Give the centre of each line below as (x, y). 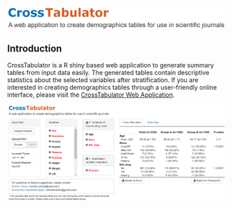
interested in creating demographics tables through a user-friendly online (112, 87)
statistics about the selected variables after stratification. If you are (103, 80)
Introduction (35, 48)
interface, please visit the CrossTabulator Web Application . (91, 95)
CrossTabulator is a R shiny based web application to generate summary (110, 65)
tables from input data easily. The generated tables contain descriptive (108, 72)
